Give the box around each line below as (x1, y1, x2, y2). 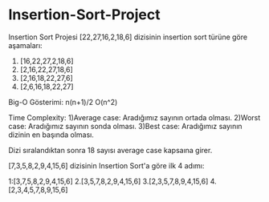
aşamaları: (8, 40, 43, 50)
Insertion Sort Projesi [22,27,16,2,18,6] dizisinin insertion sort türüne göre (8, 32, 247, 42)
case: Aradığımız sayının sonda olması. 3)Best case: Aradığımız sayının (8, 121, 243, 131)
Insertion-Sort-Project (8, 6, 161, 24)
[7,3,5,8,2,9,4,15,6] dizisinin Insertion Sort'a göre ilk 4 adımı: (8, 160, 205, 170)
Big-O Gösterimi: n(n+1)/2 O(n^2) (8, 97, 118, 107)
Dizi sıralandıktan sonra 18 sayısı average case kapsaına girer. (8, 145, 213, 155)
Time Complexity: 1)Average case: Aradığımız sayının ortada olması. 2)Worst (8, 112, 261, 122)
